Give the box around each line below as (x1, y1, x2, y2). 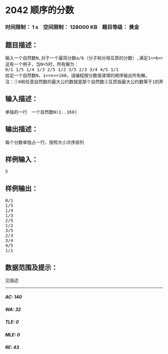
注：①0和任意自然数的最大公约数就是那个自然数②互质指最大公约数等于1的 (5, 78, 159, 84)
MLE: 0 (5, 331, 20, 337)
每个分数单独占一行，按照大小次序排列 (5, 139, 84, 145)
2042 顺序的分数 (5, 4, 74, 16)
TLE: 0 (5, 319, 19, 325)
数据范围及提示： (5, 263, 58, 271)
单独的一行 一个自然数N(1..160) (5, 109, 77, 115)
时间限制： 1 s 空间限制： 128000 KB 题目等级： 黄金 (5, 23, 139, 30)
